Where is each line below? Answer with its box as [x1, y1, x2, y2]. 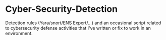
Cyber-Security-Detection [5, 3, 118, 15]
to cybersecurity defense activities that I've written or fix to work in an [5, 25, 151, 31]
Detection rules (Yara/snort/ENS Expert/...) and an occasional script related [5, 20, 161, 26]
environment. [5, 30, 33, 36]
